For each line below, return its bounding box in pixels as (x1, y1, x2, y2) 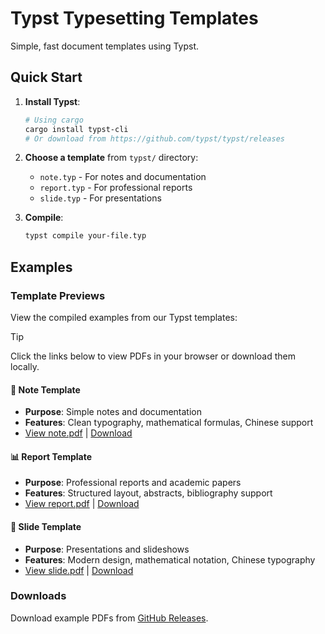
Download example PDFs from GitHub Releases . (10, 612, 209, 624)
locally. (10, 360, 40, 372)
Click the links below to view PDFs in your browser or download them (10, 350, 296, 362)
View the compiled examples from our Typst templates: (10, 311, 238, 323)
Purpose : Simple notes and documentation (24, 406, 202, 418)
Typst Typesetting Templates (10, 7, 259, 30)
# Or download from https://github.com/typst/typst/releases (24, 133, 286, 144)
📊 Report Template (10, 450, 93, 462)
